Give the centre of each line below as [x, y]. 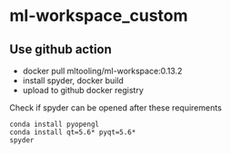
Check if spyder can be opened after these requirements [116, 108]
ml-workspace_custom [99, 16]
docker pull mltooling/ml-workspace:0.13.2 [102, 71]
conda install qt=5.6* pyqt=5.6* [73, 132]
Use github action [60, 49]
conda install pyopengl [55, 124]
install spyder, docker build [73, 81]
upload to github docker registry [83, 90]
